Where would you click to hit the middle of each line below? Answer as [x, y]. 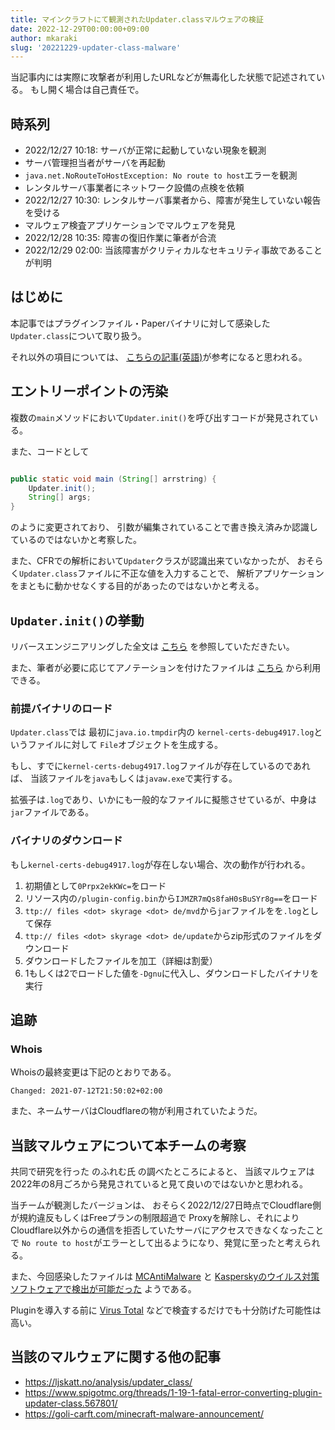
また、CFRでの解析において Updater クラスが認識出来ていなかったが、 [152, 561]
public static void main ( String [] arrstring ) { [113, 479]
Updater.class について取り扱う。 [78, 335]
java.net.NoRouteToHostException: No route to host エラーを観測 [161, 175]
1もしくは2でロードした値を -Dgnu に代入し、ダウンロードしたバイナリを [172, 973]
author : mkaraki [44, 38]
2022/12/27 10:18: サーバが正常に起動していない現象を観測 [145, 150]
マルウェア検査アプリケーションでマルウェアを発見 [130, 225]
